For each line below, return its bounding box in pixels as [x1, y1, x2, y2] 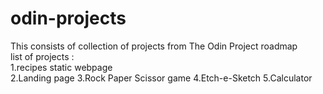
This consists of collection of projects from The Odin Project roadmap [10, 40, 298, 52]
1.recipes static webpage [10, 61, 113, 73]
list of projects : [10, 50, 75, 62]
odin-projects [10, 7, 127, 30]
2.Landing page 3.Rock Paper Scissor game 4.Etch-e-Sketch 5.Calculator [10, 72, 313, 84]
